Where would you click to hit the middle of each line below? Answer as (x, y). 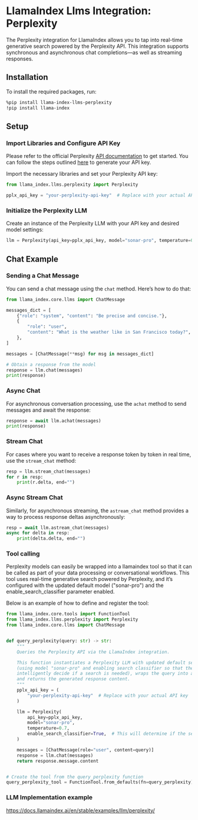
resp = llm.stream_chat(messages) (49, 472)
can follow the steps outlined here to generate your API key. (79, 162)
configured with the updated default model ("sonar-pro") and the (85, 585)
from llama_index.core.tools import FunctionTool (68, 614)
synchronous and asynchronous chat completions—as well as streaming (94, 52)
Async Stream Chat (34, 498)
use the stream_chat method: (41, 460)
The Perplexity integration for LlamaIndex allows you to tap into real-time (95, 40)
